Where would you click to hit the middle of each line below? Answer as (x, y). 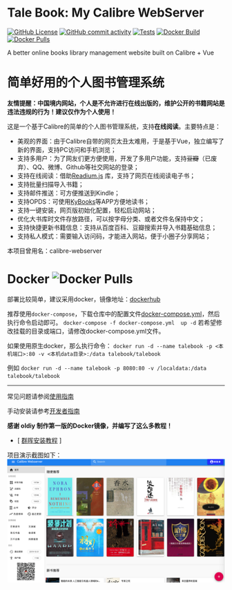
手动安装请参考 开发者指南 (43, 411)
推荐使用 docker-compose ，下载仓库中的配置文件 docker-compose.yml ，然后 (114, 314)
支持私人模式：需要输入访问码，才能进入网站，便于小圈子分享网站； (114, 236)
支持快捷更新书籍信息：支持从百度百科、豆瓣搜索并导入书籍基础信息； (117, 227)
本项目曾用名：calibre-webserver (55, 251)
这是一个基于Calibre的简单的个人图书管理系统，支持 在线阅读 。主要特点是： (114, 126)
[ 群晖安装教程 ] (39, 440)
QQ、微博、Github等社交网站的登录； (86, 166)
